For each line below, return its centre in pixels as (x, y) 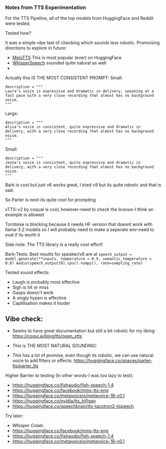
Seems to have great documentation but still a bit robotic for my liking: (84, 331)
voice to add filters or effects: (42, 361)
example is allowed (25, 215)
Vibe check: (24, 319)
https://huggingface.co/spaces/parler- (113, 361)
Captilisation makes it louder (41, 303)
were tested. (18, 23)
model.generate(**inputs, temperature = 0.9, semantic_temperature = (79, 259)
